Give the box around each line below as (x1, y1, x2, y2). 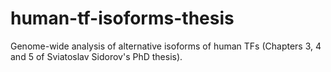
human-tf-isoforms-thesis (10, 7, 235, 30)
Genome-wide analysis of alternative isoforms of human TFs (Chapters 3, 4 (10, 40, 322, 52)
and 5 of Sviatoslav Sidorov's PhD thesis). (10, 50, 183, 62)
